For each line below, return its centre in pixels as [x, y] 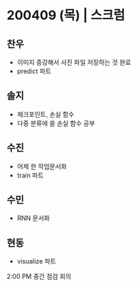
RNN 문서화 [33, 218]
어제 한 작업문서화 [42, 166]
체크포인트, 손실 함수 [46, 114]
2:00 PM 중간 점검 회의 [39, 276]
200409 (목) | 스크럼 [66, 15]
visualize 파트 [36, 261]
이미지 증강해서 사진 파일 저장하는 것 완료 [74, 62]
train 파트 [30, 175]
